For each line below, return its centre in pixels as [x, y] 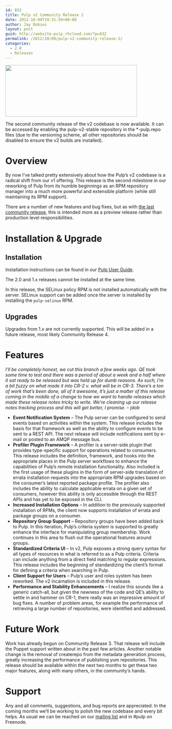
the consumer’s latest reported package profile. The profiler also [81, 483]
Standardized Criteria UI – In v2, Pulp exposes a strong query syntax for [89, 549]
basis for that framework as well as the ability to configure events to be [88, 429]
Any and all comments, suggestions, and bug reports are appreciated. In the [86, 706]
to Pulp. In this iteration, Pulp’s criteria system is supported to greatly [85, 527]
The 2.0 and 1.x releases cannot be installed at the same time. [71, 280]
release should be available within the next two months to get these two [81, 665]
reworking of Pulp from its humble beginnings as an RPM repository [77, 186]
